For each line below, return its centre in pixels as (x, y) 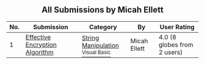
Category (103, 27)
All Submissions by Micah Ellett (103, 10)
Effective (38, 37)
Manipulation (100, 45)
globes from (176, 45)
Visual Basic (96, 52)
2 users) (171, 52)
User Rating (177, 27)
